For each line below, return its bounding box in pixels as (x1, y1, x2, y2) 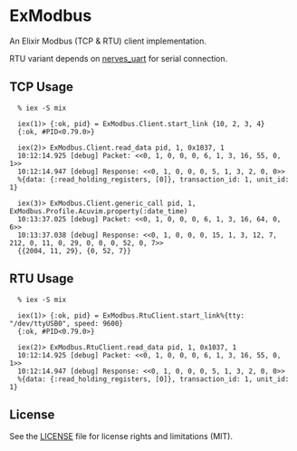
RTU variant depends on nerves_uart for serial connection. (9, 53, 228, 64)
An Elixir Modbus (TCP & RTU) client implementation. (9, 35, 206, 46)
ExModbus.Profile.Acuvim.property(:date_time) (9, 206, 188, 216)
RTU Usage (9, 271, 74, 287)
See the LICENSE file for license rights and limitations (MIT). (9, 431, 234, 442)
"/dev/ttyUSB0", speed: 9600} (9, 319, 124, 328)
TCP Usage (9, 79, 74, 95)
